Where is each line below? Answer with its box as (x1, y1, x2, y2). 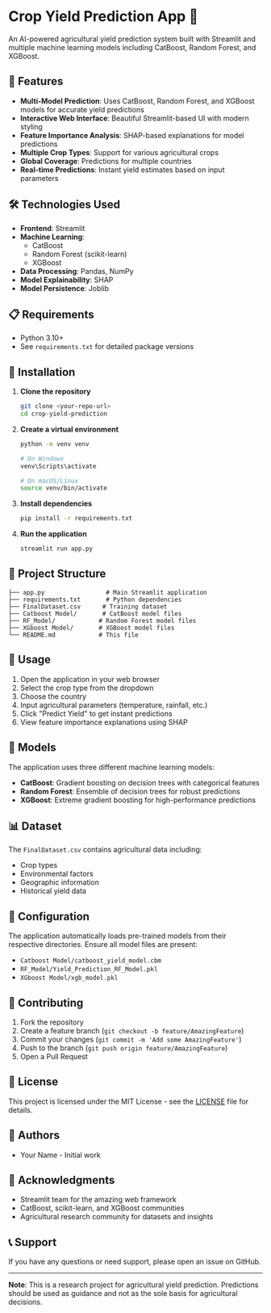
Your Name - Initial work (19, 1150, 101, 1159)
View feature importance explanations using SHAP (19, 717, 188, 726)
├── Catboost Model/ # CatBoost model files (8, 609, 182, 617)
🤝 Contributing (8, 995, 84, 1009)
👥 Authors (8, 1129, 60, 1143)
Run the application (19, 529, 87, 539)
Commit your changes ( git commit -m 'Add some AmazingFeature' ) (19, 1034, 242, 1044)
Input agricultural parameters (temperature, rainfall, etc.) (19, 700, 208, 709)
